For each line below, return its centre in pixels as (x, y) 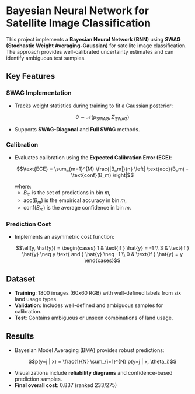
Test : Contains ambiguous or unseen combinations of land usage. (94, 318)
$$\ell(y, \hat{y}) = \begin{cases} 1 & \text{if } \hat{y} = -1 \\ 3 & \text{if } (102, 248)
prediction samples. (38, 379)
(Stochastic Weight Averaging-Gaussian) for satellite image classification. (96, 46)
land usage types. (36, 299)
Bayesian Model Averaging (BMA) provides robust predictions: (89, 350)
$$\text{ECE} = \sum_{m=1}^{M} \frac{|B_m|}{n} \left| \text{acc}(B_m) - (102, 169)
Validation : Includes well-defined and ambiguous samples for (89, 305)
